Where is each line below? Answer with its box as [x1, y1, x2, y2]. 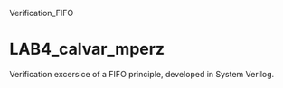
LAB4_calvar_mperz [9, 40, 165, 59]
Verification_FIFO [9, 8, 74, 18]
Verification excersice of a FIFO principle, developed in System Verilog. [9, 68, 275, 79]
